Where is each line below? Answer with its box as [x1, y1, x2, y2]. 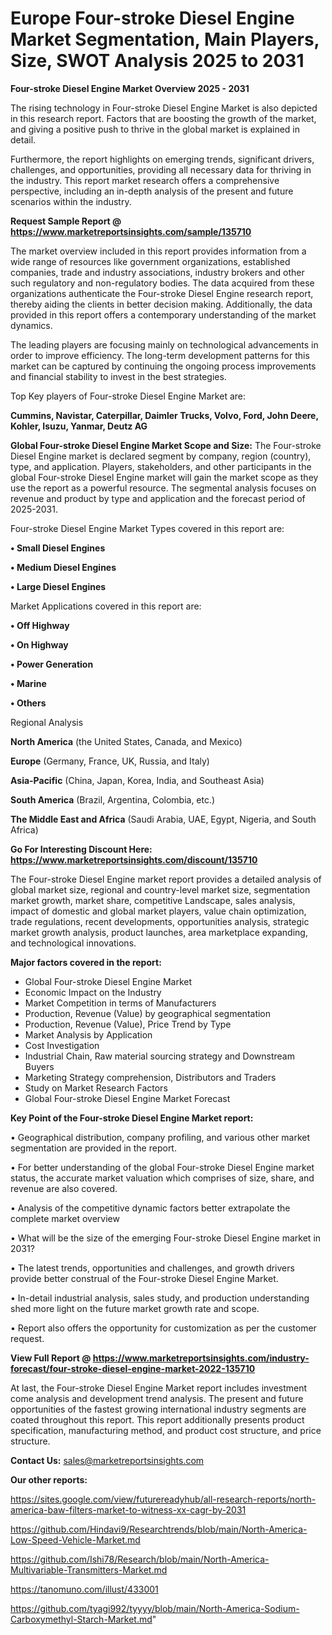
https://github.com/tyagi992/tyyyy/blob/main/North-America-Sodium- [10, 1602, 300, 1614]
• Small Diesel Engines [10, 542, 106, 554]
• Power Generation [10, 658, 94, 670]
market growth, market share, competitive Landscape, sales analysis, [10, 894, 296, 906]
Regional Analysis [10, 716, 84, 728]
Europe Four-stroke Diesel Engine [10, 7, 295, 30]
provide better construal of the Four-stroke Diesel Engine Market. [10, 1272, 279, 1284]
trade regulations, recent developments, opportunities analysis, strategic [10, 915, 310, 927]
